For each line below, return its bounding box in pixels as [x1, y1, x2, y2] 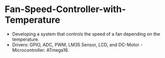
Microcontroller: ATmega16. [12, 47, 69, 53]
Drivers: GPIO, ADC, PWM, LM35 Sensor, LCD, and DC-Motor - [12, 41, 143, 47]
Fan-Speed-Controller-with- [5, 4, 126, 15]
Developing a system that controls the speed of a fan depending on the [12, 31, 160, 37]
